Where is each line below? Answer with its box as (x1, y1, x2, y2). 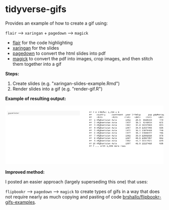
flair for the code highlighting (12, 39, 73, 46)
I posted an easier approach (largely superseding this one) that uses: (5, 179, 148, 185)
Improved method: (5, 169, 45, 175)
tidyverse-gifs (5, 4, 67, 15)
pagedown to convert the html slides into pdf (12, 50, 106, 56)
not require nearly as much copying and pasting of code (5, 194, 122, 200)
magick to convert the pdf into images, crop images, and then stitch (12, 55, 153, 61)
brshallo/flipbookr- (122, 194, 161, 200)
